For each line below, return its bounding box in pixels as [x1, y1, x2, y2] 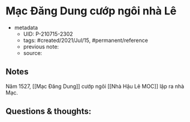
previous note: [23, 43, 59, 50]
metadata [14, 24, 38, 31]
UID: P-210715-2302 [23, 30, 73, 37]
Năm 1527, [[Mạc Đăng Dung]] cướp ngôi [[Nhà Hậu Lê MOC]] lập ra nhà [5, 83, 185, 90]
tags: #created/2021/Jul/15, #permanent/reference [23, 36, 148, 44]
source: [23, 49, 43, 56]
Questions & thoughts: [5, 106, 92, 117]
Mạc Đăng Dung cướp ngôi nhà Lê [5, 4, 177, 18]
